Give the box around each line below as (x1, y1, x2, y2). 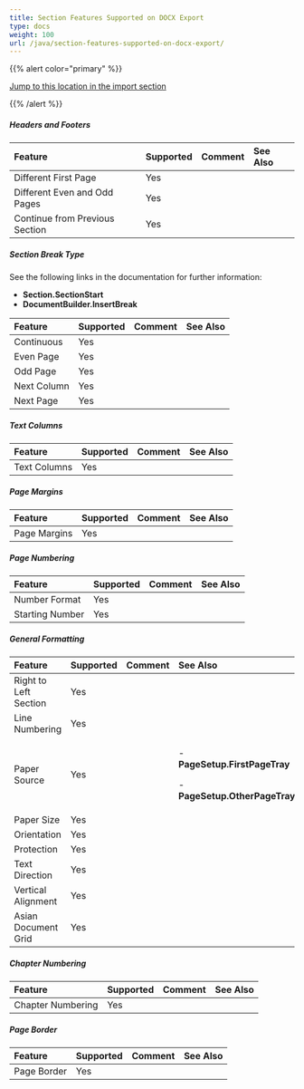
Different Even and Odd (14, 187, 114, 199)
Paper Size (14, 814, 61, 826)
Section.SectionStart (22, 289, 104, 300)
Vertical (14, 884, 47, 897)
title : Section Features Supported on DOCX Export (9, 13, 204, 23)
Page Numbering (9, 552, 75, 563)
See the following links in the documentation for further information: (9, 272, 262, 283)
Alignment (14, 895, 58, 908)
